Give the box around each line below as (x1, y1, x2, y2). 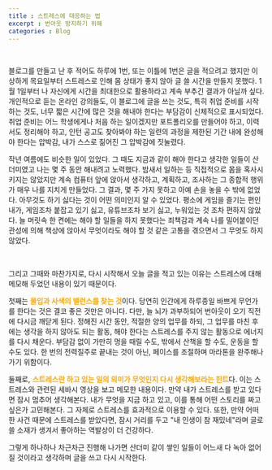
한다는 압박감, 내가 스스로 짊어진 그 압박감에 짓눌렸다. (16, 137, 186, 147)
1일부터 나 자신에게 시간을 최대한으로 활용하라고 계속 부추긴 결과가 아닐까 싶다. (16, 86, 265, 96)
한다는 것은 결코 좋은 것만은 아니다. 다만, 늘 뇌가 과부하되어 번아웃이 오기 (16, 307, 246, 316)
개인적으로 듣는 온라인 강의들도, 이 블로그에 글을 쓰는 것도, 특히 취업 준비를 (8, 97, 244, 107)
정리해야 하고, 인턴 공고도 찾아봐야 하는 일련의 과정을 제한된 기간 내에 (23, 127, 242, 137)
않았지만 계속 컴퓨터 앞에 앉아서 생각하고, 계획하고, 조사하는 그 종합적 (29, 175, 249, 185)
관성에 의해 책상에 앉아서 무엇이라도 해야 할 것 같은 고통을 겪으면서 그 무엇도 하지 (8, 225, 264, 236)
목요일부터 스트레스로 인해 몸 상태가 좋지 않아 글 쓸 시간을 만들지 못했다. (29, 76, 257, 86)
